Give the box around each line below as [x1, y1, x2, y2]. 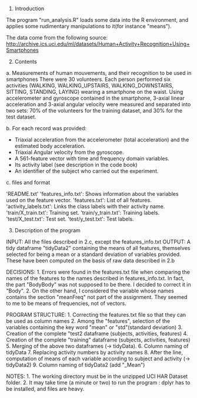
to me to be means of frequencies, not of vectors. [6, 300, 126, 307]
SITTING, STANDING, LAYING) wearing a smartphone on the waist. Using [6, 88, 183, 95]
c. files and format [6, 179, 51, 186]
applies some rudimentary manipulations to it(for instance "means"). [6, 23, 172, 29]
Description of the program [14, 227, 81, 233]
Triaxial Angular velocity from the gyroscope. [14, 149, 124, 156]
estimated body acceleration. [14, 143, 86, 149]
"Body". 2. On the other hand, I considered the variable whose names [6, 287, 175, 294]
